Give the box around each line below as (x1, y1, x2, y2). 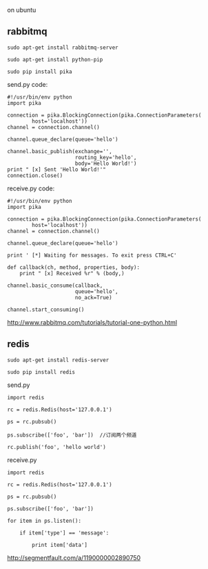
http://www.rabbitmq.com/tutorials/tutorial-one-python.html (7, 318, 178, 326)
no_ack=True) (74, 294, 112, 301)
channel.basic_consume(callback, (7, 282, 103, 289)
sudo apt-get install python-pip (7, 56, 103, 63)
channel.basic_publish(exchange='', (7, 148, 112, 154)
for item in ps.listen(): (7, 517, 81, 524)
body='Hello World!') (74, 160, 137, 167)
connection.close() (7, 172, 63, 179)
